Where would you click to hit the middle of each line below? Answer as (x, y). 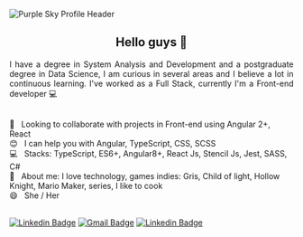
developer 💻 (33, 93)
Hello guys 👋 (151, 42)
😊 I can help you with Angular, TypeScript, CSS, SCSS (113, 143)
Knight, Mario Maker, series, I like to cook (86, 185)
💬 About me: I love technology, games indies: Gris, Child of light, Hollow (145, 175)
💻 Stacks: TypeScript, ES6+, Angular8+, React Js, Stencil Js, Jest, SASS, (148, 153)
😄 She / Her (35, 195)
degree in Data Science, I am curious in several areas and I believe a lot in (151, 73)
